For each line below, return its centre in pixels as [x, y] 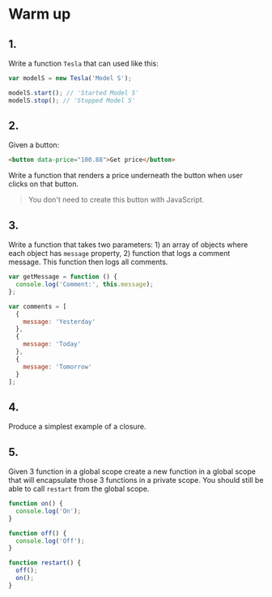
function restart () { [45, 563]
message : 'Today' [52, 344]
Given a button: [34, 145]
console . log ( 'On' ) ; [49, 511]
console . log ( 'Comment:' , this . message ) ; [85, 284]
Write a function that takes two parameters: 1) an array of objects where [128, 245]
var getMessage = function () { [63, 277]
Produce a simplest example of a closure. [77, 427]
